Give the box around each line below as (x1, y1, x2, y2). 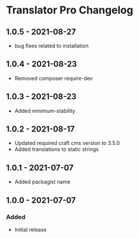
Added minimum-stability (14, 107, 76, 114)
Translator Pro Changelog (6, 4, 133, 17)
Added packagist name (14, 178, 71, 185)
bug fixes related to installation (14, 42, 89, 49)
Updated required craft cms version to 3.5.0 (14, 140, 120, 147)
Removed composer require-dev (14, 74, 93, 82)
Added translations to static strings (14, 146, 99, 153)
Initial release (14, 226, 47, 233)
